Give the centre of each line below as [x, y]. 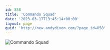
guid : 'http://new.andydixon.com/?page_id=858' [56, 28]
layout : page [19, 24]
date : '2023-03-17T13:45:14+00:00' [42, 19]
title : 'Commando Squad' [31, 14]
